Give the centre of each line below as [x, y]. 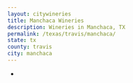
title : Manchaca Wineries [46, 21]
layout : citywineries [39, 14]
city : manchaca [30, 54]
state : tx [22, 40]
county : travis [30, 47]
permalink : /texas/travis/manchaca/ [62, 34]
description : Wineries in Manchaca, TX [66, 27]
